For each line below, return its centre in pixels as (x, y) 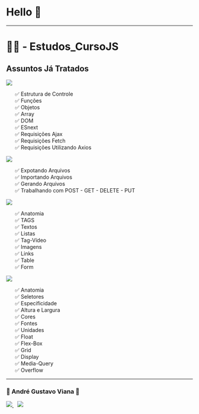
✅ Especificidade (36, 303)
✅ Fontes (26, 323)
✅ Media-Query (34, 363)
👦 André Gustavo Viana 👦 (43, 391)
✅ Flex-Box (28, 343)
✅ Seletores (29, 296)
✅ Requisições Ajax (39, 134)
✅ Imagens (28, 246)
